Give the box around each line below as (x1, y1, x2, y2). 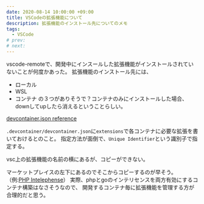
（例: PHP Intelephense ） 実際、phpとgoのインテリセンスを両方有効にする (6, 176, 193, 183)
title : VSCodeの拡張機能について (6, 15, 83, 21)
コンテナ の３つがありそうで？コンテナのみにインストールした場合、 (15, 95, 188, 102)
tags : (6, 26, 20, 32)
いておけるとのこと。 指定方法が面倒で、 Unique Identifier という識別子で (6, 135, 193, 142)
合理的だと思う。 (6, 191, 49, 199)
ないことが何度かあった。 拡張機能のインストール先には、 (6, 68, 152, 75)
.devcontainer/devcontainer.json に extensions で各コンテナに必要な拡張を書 (6, 127, 199, 135)
